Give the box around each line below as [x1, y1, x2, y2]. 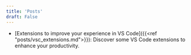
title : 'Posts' [6, 8, 43, 14]
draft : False [6, 14, 38, 20]
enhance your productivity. [14, 42, 80, 49]
